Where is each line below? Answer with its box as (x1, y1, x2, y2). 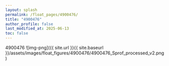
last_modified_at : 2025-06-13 (5, 26, 70, 31)
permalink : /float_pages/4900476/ (5, 12, 79, 17)
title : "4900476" (5, 17, 42, 22)
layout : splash (5, 7, 38, 13)
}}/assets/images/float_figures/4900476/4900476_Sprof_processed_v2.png (5, 50, 164, 56)
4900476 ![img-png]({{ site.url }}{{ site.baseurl (5, 45, 104, 50)
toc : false (5, 31, 28, 36)
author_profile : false (5, 21, 53, 27)
